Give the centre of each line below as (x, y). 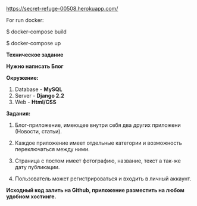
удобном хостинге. (31, 196)
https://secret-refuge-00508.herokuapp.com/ (62, 9)
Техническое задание (35, 55)
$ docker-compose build (36, 32)
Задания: (18, 113)
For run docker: (25, 20)
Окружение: (22, 78)
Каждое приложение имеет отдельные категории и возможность (98, 143)
